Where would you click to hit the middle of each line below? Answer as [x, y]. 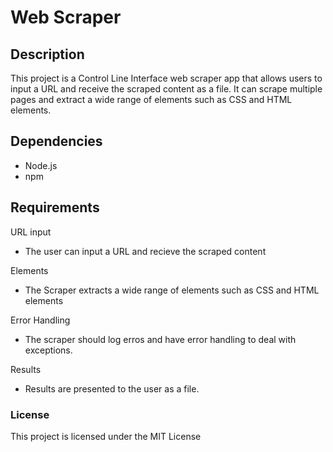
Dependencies [56, 141]
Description [47, 54]
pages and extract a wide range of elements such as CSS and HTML [151, 99]
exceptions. [48, 350]
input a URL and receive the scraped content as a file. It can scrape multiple [166, 89]
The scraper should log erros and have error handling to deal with [160, 339]
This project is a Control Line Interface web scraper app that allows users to [166, 78]
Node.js [41, 165]
